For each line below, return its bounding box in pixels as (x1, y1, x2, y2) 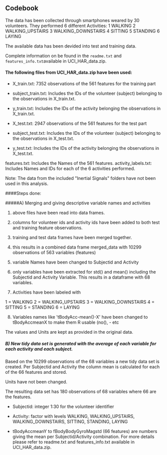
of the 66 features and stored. (5, 369, 67, 375)
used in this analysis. (5, 180, 49, 187)
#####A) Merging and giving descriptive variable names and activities (5, 200, 151, 206)
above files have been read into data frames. (12, 210, 105, 216)
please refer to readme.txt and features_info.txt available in (12, 438, 135, 445)
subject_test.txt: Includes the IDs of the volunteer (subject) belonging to (12, 130, 161, 136)
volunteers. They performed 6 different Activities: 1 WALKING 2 (5, 23, 136, 29)
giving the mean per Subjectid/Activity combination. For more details (12, 433, 154, 439)
